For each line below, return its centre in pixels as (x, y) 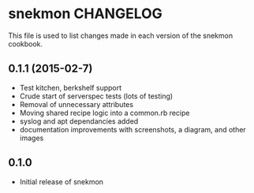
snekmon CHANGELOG (86, 14)
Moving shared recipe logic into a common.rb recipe (105, 113)
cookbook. (26, 43)
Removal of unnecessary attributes (77, 104)
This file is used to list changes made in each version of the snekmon (121, 35)
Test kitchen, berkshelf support (71, 87)
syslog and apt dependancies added (79, 121)
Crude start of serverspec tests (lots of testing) (96, 96)
